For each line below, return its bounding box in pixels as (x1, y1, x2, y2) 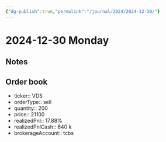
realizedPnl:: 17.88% (13, 117, 63, 124)
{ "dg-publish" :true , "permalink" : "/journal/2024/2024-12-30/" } (5, 8, 160, 15)
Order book (5, 77, 48, 86)
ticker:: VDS (13, 92, 43, 99)
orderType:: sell (13, 99, 52, 106)
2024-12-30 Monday (5, 33, 109, 47)
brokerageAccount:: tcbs (13, 130, 74, 137)
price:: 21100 (13, 111, 45, 118)
